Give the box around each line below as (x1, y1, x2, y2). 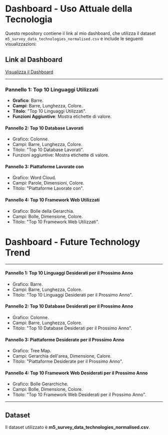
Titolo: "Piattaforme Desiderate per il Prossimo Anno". (12, 358, 123, 364)
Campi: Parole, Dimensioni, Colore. (12, 180, 84, 186)
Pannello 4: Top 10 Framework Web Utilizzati (5, 197, 100, 203)
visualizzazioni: (5, 41, 37, 47)
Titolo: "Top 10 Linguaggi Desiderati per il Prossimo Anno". (12, 292, 133, 298)
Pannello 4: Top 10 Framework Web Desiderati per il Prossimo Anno (5, 370, 148, 376)
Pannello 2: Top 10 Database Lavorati (5, 125, 84, 131)
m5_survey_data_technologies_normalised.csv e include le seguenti (5, 36, 143, 42)
